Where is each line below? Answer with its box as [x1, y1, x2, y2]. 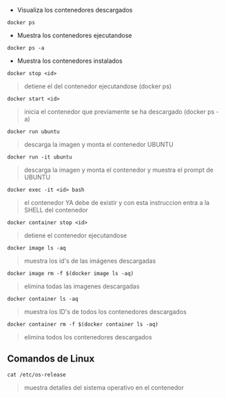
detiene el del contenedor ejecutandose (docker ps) [23, 82, 172, 90]
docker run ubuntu [7, 128, 60, 135]
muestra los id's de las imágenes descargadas [23, 257, 156, 265]
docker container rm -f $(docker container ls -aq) [7, 321, 158, 328]
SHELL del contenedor [23, 206, 88, 214]
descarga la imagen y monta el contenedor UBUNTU [23, 141, 174, 148]
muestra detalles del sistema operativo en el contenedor [23, 383, 184, 392]
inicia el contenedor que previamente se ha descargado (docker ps [23, 108, 215, 116]
